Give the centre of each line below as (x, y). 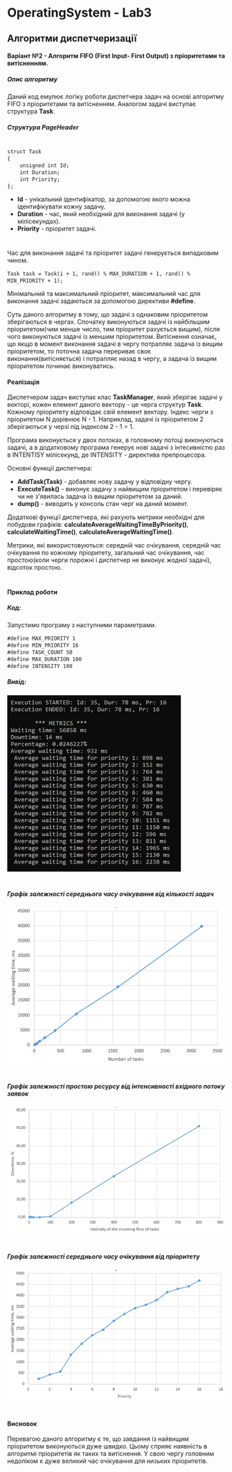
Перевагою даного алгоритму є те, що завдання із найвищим (98, 1439)
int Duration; (40, 172)
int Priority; (40, 179)
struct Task (24, 151)
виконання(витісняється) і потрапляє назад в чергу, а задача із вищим (112, 359)
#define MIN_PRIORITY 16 (43, 646)
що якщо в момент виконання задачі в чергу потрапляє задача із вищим (115, 344)
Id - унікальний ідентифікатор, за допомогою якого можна (104, 199)
